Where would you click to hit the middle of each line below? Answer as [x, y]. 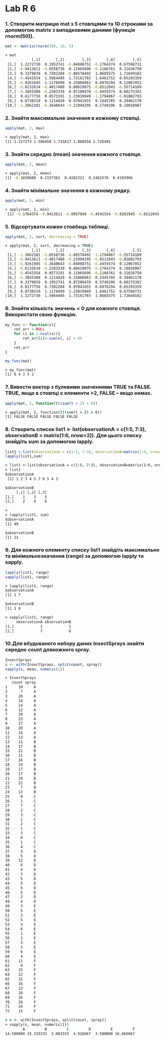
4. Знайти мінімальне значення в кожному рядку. [68, 191]
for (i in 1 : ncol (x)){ [37, 334]
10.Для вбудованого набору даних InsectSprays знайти [75, 644]
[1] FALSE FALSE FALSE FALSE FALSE [41, 417]
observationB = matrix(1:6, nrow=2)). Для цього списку [73, 436]
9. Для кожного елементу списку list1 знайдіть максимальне [82, 550]
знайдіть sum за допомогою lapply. [50, 441]
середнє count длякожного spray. [48, 650]
